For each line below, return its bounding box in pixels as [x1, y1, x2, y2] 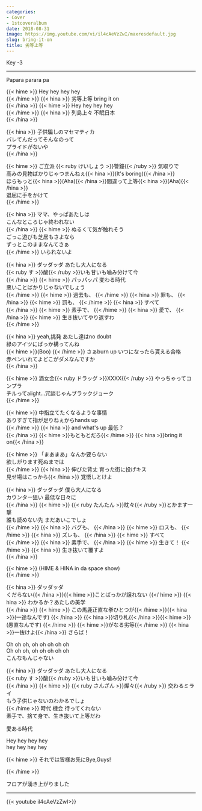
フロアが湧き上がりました [6, 780, 70, 788]
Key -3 [6, 58, 23, 66]
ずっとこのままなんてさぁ [6, 240, 70, 247]
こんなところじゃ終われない [6, 218, 75, 225]
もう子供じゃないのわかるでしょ [6, 697, 85, 704]
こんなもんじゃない [6, 654, 54, 661]
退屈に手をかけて [6, 191, 49, 199]
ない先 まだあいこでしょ [26, 516, 87, 523]
